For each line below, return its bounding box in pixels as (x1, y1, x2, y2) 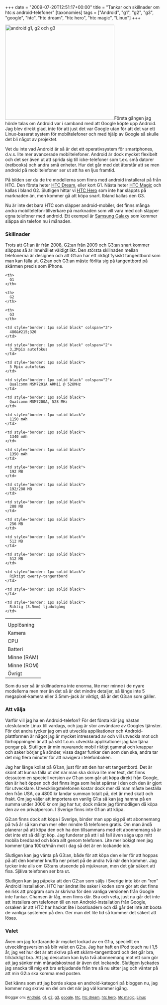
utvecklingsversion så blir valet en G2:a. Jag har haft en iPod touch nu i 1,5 (5, 944, 158, 950)
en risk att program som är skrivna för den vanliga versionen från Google (5, 888, 155, 894)
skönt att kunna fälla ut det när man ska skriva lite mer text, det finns (5, 769, 146, 775)
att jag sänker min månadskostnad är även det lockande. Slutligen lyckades (5, 960, 160, 966)
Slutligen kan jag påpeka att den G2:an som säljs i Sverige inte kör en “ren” (5, 877, 159, 884)
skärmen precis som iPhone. (5, 263, 64, 269)
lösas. (5, 915, 17, 921)
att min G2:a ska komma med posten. (5, 970, 82, 976)
